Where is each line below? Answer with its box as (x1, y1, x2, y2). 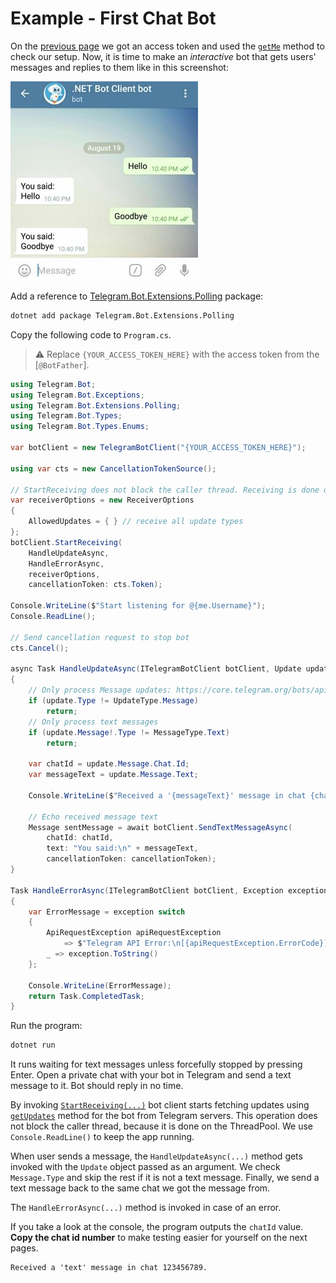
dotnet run (10, 1040, 56, 1051)
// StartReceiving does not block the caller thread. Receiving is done (10, 485, 320, 495)
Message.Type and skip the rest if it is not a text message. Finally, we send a (10, 1172, 320, 1184)
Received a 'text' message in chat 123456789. (10, 1263, 208, 1273)
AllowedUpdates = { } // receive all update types (28, 517, 244, 527)
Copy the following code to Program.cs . (10, 328, 172, 341)
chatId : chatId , (46, 833, 114, 843)
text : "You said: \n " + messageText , (46, 843, 199, 854)
